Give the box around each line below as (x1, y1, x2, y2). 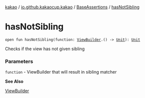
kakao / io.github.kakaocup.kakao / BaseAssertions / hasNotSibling (5, 4, 140, 10)
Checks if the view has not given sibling (5, 46, 85, 52)
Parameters (5, 58, 33, 65)
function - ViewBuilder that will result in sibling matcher (5, 69, 117, 75)
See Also (5, 78, 23, 84)
